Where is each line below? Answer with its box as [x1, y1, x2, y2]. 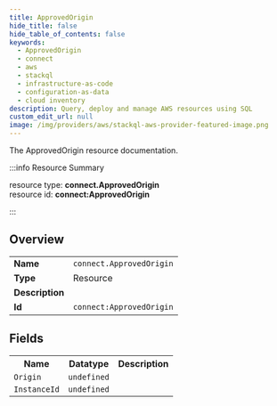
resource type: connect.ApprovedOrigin [9, 180, 160, 190]
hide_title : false [9, 21, 77, 30]
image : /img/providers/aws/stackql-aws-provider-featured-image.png [9, 121, 269, 130]
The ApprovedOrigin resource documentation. [9, 145, 178, 156]
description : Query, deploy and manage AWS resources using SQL [9, 104, 253, 113]
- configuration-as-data [17, 87, 110, 96]
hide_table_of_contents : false [9, 29, 126, 38]
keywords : [9, 37, 46, 47]
